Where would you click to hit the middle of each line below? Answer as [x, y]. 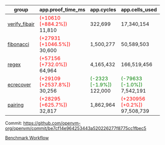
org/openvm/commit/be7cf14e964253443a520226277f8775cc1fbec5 [76, 128]
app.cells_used [139, 10]
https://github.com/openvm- [52, 123]
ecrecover [19, 85]
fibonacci [18, 44]
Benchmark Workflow [27, 138]
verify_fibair [21, 24]
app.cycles [103, 10]
